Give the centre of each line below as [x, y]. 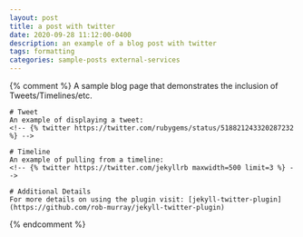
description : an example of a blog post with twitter [113, 43]
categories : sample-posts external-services [95, 60]
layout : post [34, 18]
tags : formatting [42, 52]
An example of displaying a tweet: [77, 120]
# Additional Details [50, 192]
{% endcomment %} [48, 224]
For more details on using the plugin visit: [97, 200]
